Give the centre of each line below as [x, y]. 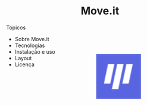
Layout [23, 58]
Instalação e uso [35, 51]
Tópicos [16, 27]
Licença [24, 64]
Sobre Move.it [32, 39]
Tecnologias [30, 45]
